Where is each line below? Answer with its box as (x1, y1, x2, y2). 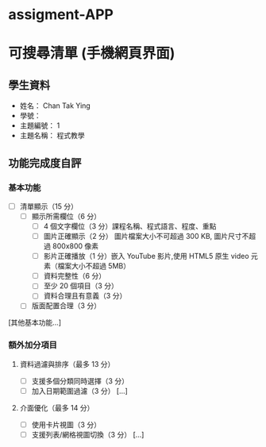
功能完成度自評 (8, 156, 82, 170)
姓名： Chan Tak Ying (19, 101, 91, 110)
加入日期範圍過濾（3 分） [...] (31, 386, 129, 395)
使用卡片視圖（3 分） (31, 419, 102, 430)
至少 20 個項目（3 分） (43, 281, 119, 291)
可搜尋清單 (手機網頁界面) (8, 44, 175, 63)
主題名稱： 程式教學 (19, 131, 85, 141)
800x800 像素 (52, 241, 99, 251)
